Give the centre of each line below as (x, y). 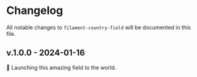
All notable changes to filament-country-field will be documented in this (98, 27)
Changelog (35, 11)
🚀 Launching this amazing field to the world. (61, 67)
